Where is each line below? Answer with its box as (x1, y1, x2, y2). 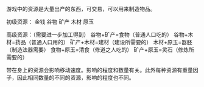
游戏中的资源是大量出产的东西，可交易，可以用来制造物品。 (6, 5, 156, 12)
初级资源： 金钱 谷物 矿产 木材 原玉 (6, 18, 94, 25)
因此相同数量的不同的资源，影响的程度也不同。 (16, 74, 135, 81)
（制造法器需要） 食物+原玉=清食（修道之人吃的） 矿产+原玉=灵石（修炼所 (6, 46, 194, 53)
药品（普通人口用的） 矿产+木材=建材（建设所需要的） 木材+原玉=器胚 (15, 39, 193, 45)
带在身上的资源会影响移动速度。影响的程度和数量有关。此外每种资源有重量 (6, 66, 193, 74)
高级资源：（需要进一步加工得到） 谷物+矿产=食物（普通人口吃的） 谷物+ (6, 31, 188, 38)
